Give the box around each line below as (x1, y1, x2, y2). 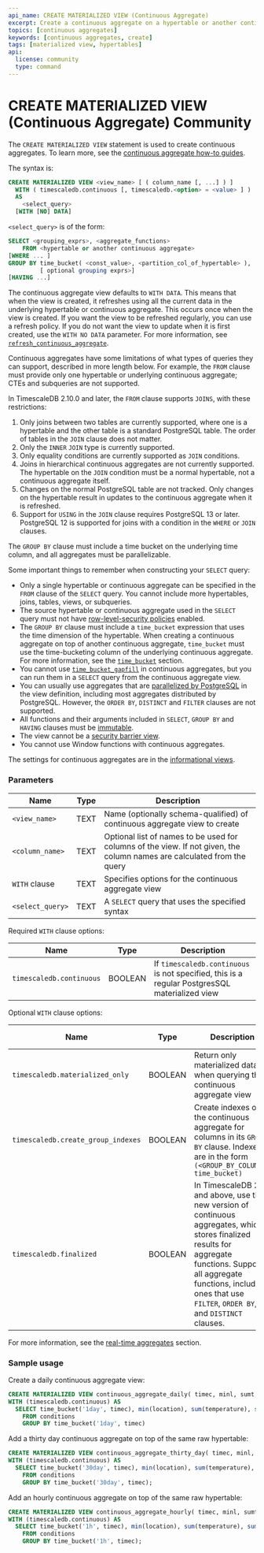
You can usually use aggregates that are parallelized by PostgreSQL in (19, 681, 247, 690)
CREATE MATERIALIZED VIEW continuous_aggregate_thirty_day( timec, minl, (8, 1449, 255, 1458)
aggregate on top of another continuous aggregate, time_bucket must (19, 639, 245, 648)
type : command (15, 63, 61, 71)
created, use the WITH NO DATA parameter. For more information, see (8, 330, 228, 340)
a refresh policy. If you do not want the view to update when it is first (8, 321, 230, 331)
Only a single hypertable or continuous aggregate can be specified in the (19, 581, 256, 590)
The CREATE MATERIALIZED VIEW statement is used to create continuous (8, 139, 236, 149)
